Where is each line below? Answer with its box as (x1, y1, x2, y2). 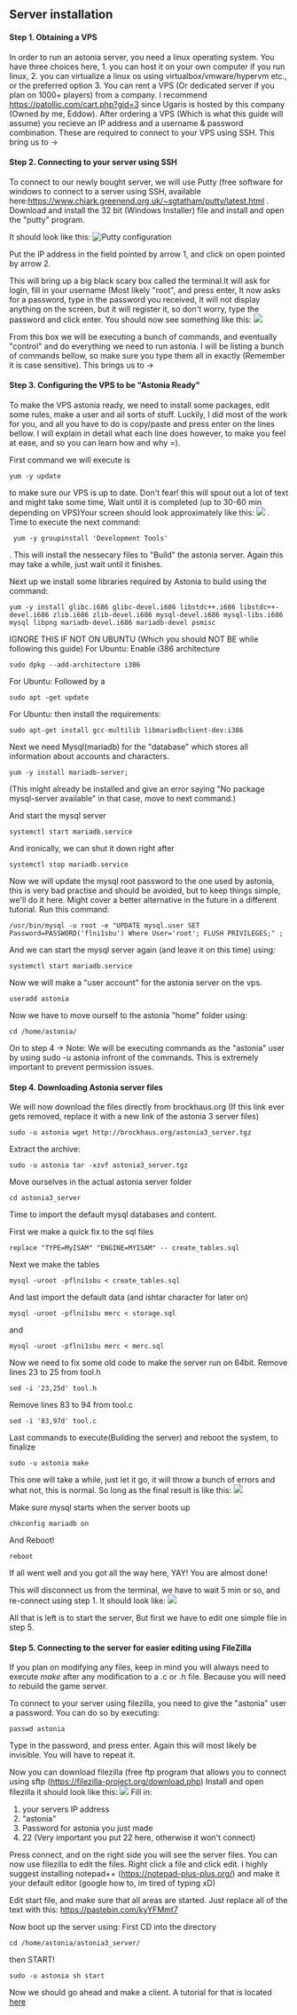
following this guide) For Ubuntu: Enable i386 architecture (9, 644, 221, 653)
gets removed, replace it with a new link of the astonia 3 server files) (9, 1111, 260, 1122)
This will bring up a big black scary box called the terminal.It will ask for (9, 275, 270, 286)
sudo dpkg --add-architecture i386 (9, 660, 141, 669)
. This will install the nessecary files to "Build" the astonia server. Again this (9, 549, 284, 560)
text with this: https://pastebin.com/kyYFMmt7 (9, 1904, 179, 1916)
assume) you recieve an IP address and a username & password (9, 117, 244, 128)
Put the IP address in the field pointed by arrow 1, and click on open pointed (9, 249, 285, 259)
